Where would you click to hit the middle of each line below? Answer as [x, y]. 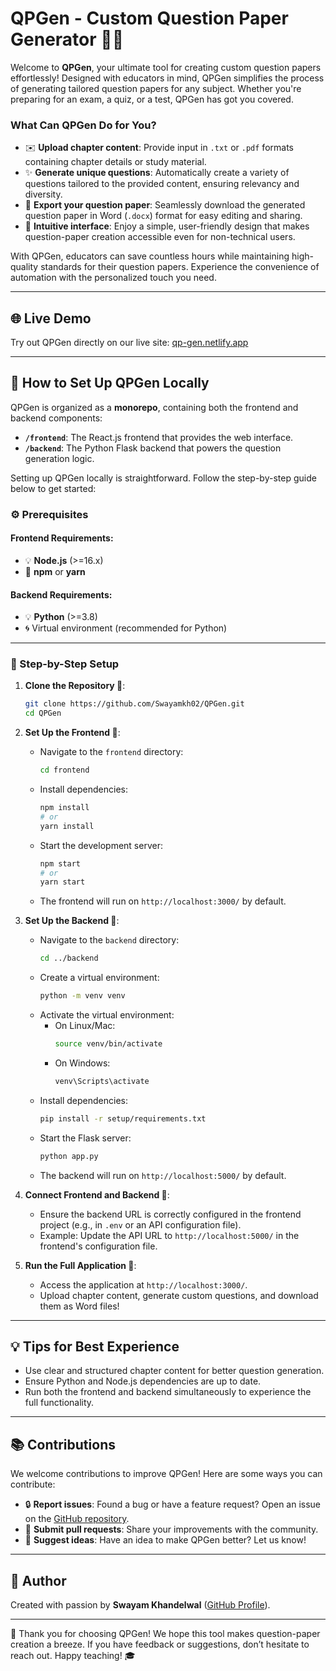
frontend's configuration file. [98, 1246]
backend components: [56, 418]
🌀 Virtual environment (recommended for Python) [126, 628]
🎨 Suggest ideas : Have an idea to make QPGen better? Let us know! [165, 1540]
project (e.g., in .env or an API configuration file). [140, 1224]
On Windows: [82, 1063]
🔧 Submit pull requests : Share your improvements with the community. [171, 1529]
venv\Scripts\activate [102, 1081]
